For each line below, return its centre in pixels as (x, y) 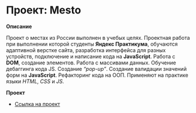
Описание (19, 26)
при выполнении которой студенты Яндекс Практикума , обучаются (92, 44)
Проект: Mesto (44, 10)
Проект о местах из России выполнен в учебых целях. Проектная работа (98, 37)
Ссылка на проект (37, 104)
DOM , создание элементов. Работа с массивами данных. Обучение (91, 63)
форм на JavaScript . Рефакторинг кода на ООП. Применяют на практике (97, 75)
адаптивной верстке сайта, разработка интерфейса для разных (86, 50)
